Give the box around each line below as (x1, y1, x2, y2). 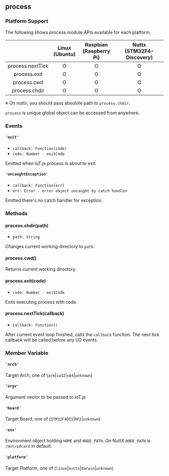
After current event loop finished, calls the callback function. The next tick (5, 331, 159, 338)
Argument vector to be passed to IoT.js (5, 394, 86, 400)
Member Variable (5, 349, 49, 356)
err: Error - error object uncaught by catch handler (12, 188, 128, 194)
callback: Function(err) (12, 183, 65, 188)
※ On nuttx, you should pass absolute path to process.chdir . (5, 100, 130, 106)
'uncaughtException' (5, 172, 49, 177)
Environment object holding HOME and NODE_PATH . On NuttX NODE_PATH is (5, 438, 151, 444)
